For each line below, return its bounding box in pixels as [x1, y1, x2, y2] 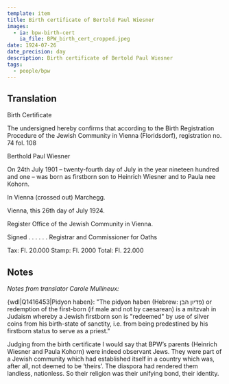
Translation [7, 93, 57, 104]
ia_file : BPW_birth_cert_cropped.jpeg [19, 36, 130, 43]
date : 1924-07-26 [7, 42, 57, 49]
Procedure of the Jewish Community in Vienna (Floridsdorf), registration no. [7, 132, 222, 140]
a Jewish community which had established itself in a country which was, [7, 355, 215, 363]
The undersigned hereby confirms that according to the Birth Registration [7, 124, 215, 132]
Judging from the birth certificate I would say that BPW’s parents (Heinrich [7, 340, 217, 348]
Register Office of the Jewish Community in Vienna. [7, 220, 153, 228]
